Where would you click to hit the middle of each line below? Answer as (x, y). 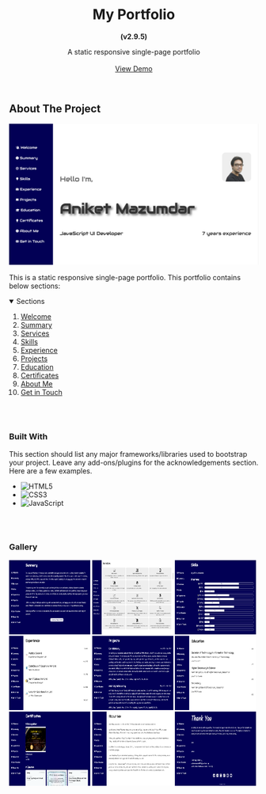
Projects (34, 359)
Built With (28, 437)
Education (37, 367)
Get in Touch (41, 393)
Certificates (40, 376)
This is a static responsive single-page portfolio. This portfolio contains (125, 278)
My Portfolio (134, 15)
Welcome (36, 317)
